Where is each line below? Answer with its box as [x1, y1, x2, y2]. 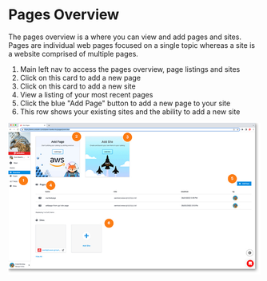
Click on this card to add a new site [19, 81, 136, 91]
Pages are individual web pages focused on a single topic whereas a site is [8, 40, 256, 49]
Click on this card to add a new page [19, 73, 141, 82]
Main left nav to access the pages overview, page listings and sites [19, 64, 241, 73]
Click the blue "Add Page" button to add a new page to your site [19, 98, 231, 108]
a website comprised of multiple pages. [8, 49, 138, 58]
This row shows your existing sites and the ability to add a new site [19, 106, 241, 117]
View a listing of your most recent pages [19, 89, 153, 99]
